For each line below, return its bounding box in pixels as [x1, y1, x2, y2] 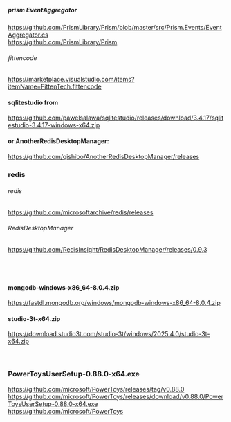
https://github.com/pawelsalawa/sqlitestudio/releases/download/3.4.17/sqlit [8, 113, 224, 122]
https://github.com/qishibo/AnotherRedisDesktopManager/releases [8, 152, 200, 160]
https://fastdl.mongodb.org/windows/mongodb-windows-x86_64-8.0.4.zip [8, 299, 221, 307]
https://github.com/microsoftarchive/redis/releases [8, 208, 154, 217]
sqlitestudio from [8, 98, 59, 107]
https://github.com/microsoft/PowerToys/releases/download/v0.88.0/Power [8, 392, 224, 401]
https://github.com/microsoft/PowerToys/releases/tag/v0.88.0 [8, 385, 185, 393]
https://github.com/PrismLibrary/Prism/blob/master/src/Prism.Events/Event [8, 23, 222, 31]
